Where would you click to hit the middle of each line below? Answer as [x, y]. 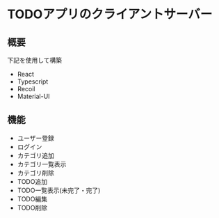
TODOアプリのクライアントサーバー [110, 14]
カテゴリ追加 [35, 155]
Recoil [26, 89]
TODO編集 [32, 198]
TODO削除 [32, 208]
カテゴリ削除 [35, 173]
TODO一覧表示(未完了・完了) [59, 190]
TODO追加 [32, 181]
